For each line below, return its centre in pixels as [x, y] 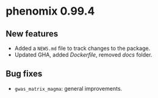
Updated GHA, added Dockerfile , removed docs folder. [83, 55]
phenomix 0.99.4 [50, 11]
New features [32, 34]
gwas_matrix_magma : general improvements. [68, 88]
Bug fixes [24, 74]
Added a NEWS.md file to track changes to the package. [82, 48]
